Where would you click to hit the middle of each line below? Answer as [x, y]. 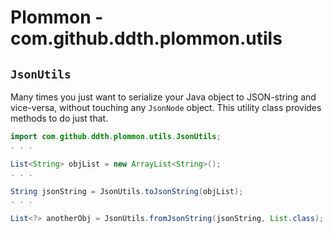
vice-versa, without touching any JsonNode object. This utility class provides [166, 107]
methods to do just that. [59, 118]
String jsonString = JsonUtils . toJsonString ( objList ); [127, 191]
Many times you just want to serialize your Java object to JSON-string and [163, 97]
